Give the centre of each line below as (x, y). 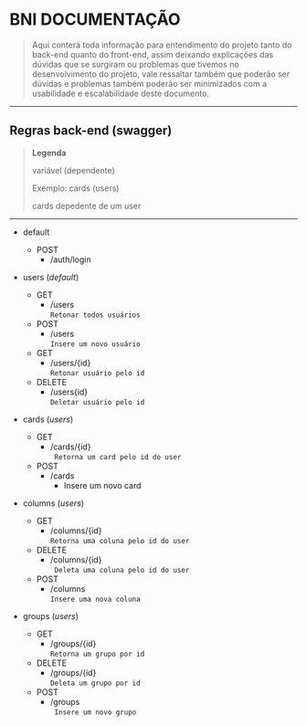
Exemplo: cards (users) (75, 188)
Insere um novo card (102, 485)
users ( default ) (51, 277)
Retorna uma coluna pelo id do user (120, 541)
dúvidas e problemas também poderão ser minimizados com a (149, 83)
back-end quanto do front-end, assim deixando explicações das (153, 54)
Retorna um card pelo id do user (118, 457)
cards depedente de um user (86, 205)
